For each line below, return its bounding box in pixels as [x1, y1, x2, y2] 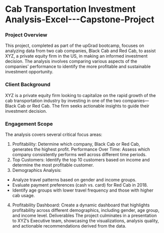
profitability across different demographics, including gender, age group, [12, 207, 160, 213]
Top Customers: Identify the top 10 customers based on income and [12, 157, 150, 163]
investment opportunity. [5, 69, 54, 75]
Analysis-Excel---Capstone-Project [5, 14, 155, 25]
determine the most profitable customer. [12, 162, 94, 168]
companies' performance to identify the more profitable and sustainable [5, 64, 151, 69]
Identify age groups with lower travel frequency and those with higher [12, 187, 154, 193]
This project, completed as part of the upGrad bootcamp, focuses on [5, 43, 144, 49]
